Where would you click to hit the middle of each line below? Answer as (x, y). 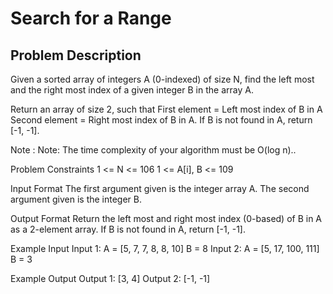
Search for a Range (91, 18)
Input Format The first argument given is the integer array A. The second (160, 188)
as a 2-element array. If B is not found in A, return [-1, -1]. (128, 229)
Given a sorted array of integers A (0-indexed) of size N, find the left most (162, 79)
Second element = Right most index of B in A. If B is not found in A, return (161, 120)
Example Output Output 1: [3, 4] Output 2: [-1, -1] (110, 278)
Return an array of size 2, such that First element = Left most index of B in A (166, 109)
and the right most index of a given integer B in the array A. (132, 90)
